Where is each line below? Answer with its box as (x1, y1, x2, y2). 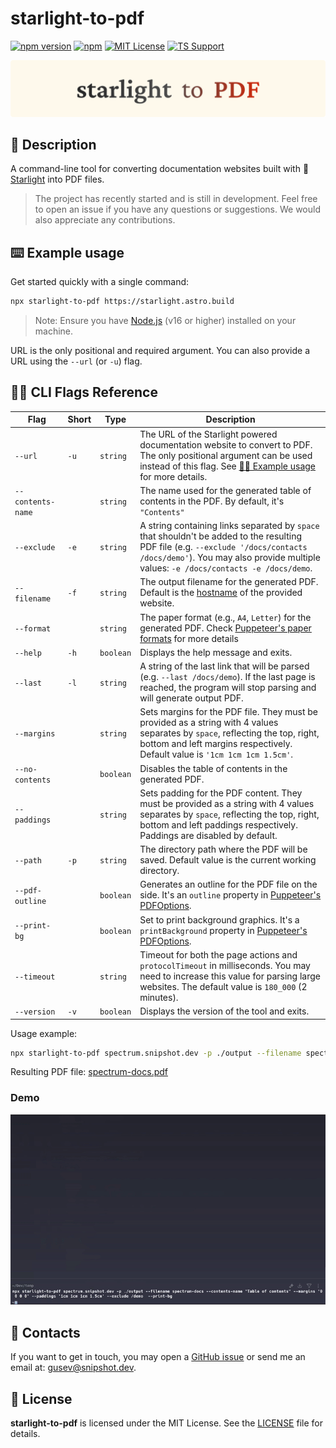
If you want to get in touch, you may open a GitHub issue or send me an (10, 1351, 306, 1363)
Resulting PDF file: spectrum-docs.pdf (10, 1066, 169, 1078)
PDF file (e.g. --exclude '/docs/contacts (139, 541, 308, 553)
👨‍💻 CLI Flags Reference (10, 384, 158, 401)
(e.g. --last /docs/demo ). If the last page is (139, 671, 316, 683)
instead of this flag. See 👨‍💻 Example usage (139, 460, 316, 472)
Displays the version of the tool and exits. (139, 1005, 310, 1017)
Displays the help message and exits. (139, 646, 293, 658)
